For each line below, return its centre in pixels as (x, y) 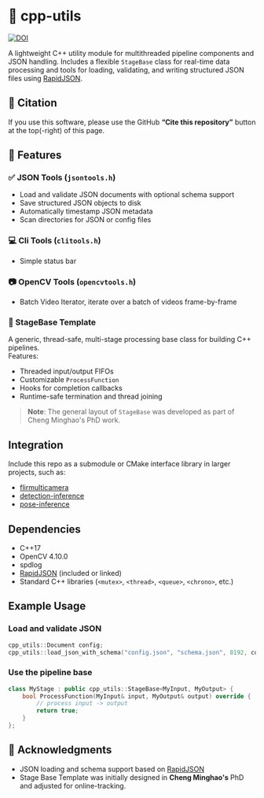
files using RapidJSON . (45, 78)
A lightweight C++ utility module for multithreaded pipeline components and (131, 53)
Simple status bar (48, 261)
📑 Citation (33, 103)
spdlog (31, 564)
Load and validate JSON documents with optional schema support (127, 195)
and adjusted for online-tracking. (73, 785)
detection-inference (52, 496)
